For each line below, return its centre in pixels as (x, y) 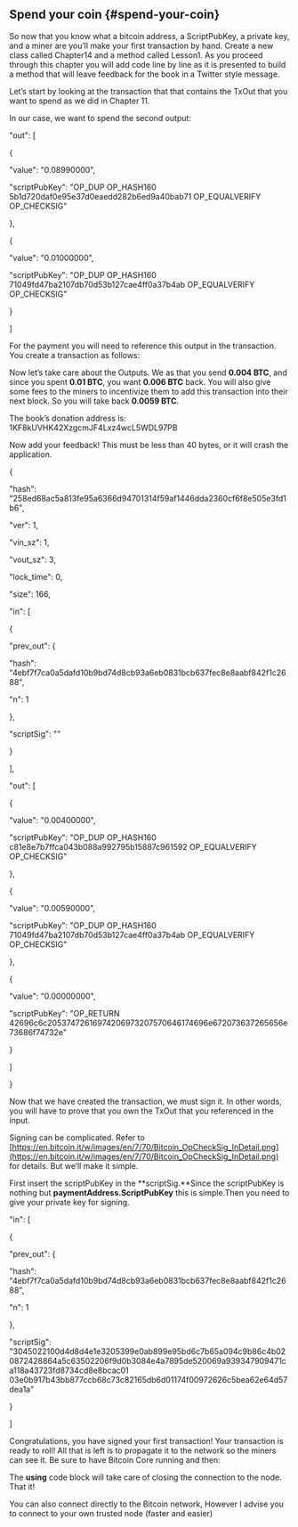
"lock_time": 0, (36, 576)
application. (31, 454)
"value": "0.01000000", (52, 257)
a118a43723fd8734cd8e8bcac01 (69, 1370)
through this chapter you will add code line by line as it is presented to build (148, 64)
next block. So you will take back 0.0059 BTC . (94, 401)
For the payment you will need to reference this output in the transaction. (143, 346)
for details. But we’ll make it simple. (74, 1165)
